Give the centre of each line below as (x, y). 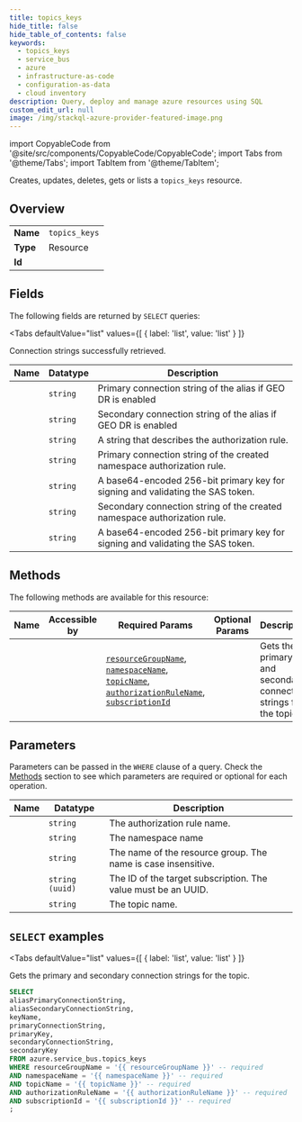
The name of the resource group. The (188, 853)
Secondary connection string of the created (190, 506)
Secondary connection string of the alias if (187, 413)
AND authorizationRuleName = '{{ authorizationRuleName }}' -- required (148, 1092)
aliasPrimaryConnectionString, (68, 1000)
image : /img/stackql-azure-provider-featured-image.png (116, 118)
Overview (37, 208)
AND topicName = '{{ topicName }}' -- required (100, 1084)
